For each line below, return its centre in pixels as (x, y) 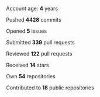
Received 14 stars (27, 65)
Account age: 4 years (32, 8)
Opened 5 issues (27, 31)
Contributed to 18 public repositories (50, 88)
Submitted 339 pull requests (40, 42)
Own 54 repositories (31, 76)
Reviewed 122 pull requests (39, 54)
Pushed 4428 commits (34, 20)
